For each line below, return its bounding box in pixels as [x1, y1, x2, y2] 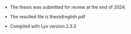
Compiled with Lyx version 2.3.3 [10, 23, 77, 29]
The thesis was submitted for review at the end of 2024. [10, 4, 126, 10]
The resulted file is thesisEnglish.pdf [10, 14, 85, 19]
